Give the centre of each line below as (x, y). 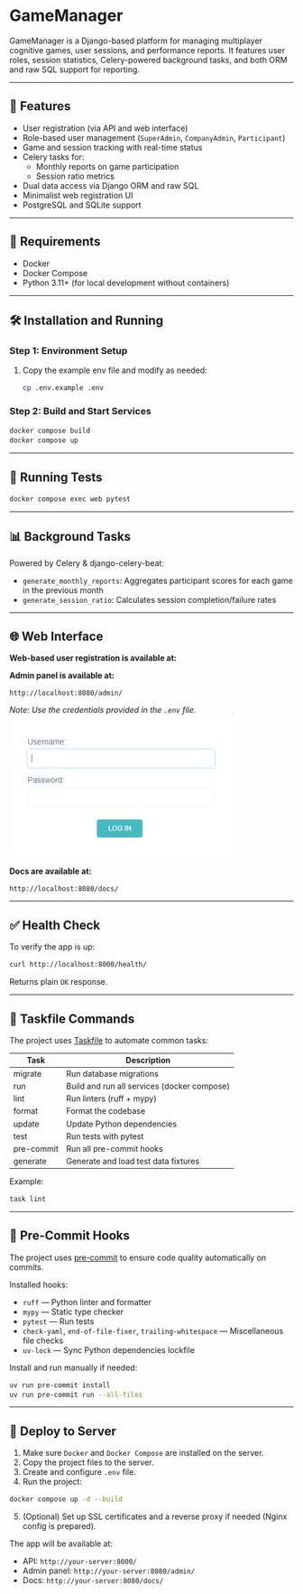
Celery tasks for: (53, 157)
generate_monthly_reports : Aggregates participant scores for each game (157, 580)
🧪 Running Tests (56, 477)
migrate (28, 1073)
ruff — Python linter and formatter (87, 1302)
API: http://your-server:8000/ (79, 1562)
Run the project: (52, 1482)
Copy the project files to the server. (88, 1462)
